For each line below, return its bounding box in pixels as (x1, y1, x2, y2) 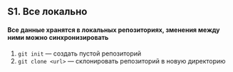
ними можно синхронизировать (7, 33, 109, 41)
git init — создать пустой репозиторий (17, 49, 142, 58)
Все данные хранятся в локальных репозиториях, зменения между (7, 25, 220, 34)
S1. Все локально (7, 6, 88, 18)
